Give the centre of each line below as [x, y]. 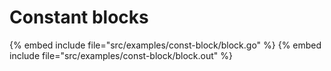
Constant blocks [79, 17]
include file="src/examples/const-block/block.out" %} [121, 55]
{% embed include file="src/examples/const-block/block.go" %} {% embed [165, 45]
